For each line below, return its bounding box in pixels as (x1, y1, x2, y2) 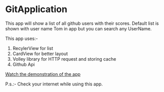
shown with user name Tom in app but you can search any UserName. (5, 25, 152, 31)
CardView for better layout (12, 51, 68, 57)
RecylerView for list (12, 45, 53, 51)
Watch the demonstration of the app (5, 71, 81, 77)
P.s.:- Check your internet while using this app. (5, 81, 103, 87)
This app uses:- (5, 35, 38, 41)
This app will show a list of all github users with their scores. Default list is (5, 20, 159, 26)
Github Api (12, 61, 35, 67)
